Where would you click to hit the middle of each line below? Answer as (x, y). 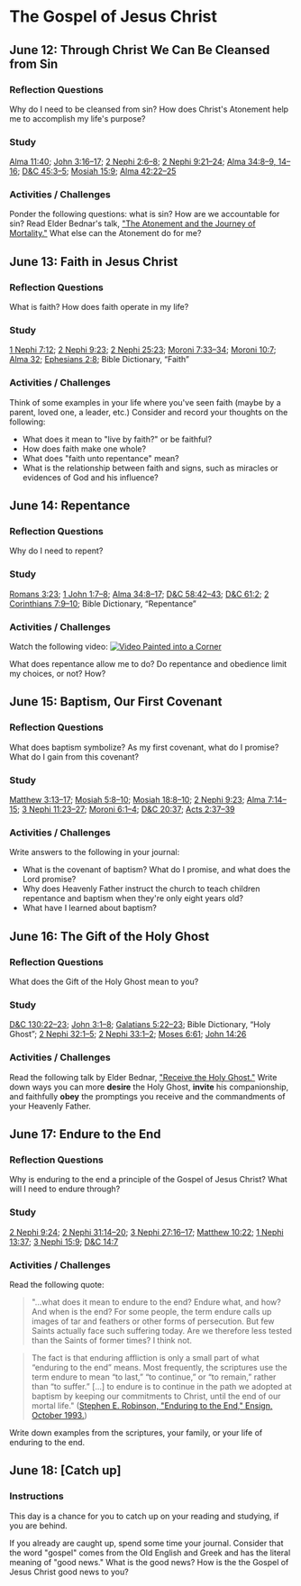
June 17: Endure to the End (85, 1134)
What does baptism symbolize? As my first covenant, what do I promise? (144, 747)
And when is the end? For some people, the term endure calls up (151, 1311)
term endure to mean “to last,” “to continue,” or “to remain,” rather (154, 1377)
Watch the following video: (59, 647)
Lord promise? (49, 880)
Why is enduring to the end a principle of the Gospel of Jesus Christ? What (149, 1180)
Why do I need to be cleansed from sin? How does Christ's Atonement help (149, 109)
